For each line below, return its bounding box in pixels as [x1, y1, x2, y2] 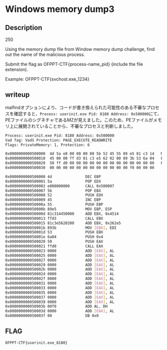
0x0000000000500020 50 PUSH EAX [5, 239, 103, 244]
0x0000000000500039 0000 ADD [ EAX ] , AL [5, 299, 114, 305]
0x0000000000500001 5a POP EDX [5, 178, 101, 184]
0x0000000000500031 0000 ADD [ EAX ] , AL [5, 281, 114, 286]
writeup [5, 91, 30, 99]
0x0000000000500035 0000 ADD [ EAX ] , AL [5, 290, 114, 295]
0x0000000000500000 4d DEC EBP [5, 174, 101, 179]
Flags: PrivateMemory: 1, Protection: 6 [5, 142, 90, 148]
